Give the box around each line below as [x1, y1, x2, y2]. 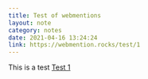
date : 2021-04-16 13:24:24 [8, 33, 98, 42]
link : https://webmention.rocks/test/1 [8, 41, 141, 49]
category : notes [8, 26, 62, 34]
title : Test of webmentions [8, 11, 102, 20]
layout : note [8, 19, 52, 27]
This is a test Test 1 [8, 62, 71, 72]
